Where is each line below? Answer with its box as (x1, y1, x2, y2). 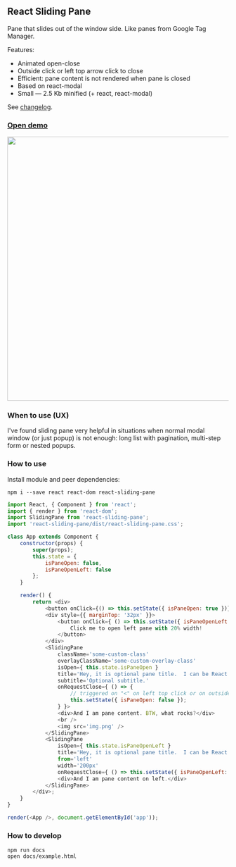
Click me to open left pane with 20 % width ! (70, 625, 202, 632)
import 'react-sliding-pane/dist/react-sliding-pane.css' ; (7, 520, 184, 528)
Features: (7, 45, 35, 54)
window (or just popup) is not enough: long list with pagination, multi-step (7, 434, 221, 442)
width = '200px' (57, 762, 99, 769)
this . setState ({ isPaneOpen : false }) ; (70, 697, 188, 704)
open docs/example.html (7, 853, 77, 860)
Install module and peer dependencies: (7, 475, 121, 483)
